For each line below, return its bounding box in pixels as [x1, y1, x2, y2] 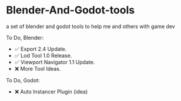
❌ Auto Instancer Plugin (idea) [14, 88, 88, 95]
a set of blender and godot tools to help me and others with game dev [6, 23, 175, 30]
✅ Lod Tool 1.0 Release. [14, 52, 72, 59]
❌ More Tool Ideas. [14, 65, 61, 72]
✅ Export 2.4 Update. [14, 45, 67, 53]
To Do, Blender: [6, 34, 44, 41]
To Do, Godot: [6, 76, 40, 83]
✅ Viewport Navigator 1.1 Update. [14, 58, 95, 65]
